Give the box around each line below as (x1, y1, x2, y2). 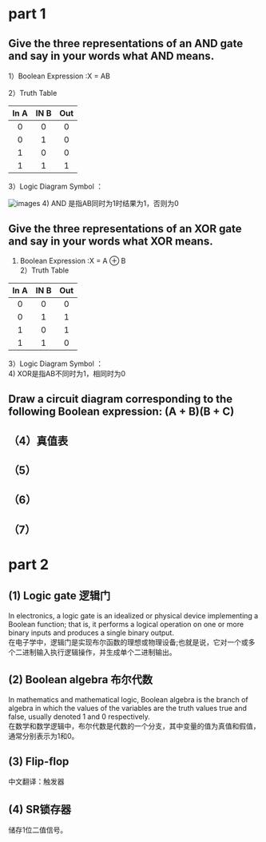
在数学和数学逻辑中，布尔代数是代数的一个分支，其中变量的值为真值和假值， (8, 721, 260, 731)
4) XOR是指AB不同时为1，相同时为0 (8, 368, 126, 378)
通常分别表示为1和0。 (8, 731, 79, 741)
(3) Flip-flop (8, 754, 69, 768)
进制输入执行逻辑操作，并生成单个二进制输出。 (22, 647, 177, 657)
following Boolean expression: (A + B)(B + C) (8, 405, 235, 419)
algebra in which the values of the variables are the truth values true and (8, 703, 248, 713)
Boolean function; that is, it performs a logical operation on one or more (8, 619, 244, 629)
